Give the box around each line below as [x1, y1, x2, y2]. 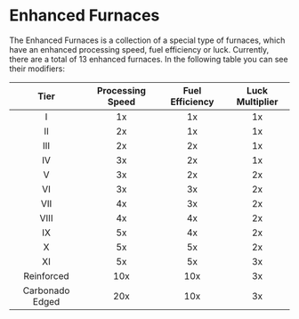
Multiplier [236, 95, 279, 108]
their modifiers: [9, 63, 65, 74]
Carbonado [22, 284, 70, 297]
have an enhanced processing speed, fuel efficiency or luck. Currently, [9, 44, 270, 54]
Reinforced [23, 269, 69, 282]
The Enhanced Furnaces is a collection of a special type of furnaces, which [9, 35, 286, 45]
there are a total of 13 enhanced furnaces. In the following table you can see [9, 53, 288, 64]
